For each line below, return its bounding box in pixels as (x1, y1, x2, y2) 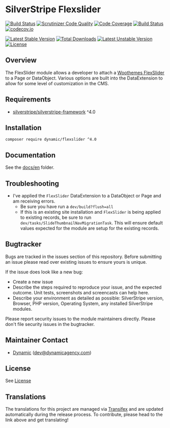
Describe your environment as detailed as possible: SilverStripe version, (12, 295, 164, 301)
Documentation (5, 150, 56, 159)
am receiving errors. (12, 198, 55, 204)
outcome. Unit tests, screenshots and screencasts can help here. (12, 289, 149, 295)
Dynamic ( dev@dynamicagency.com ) (12, 349, 92, 356)
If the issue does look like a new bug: (5, 269, 83, 275)
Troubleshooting (5, 179, 60, 188)
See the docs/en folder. (5, 164, 54, 170)
